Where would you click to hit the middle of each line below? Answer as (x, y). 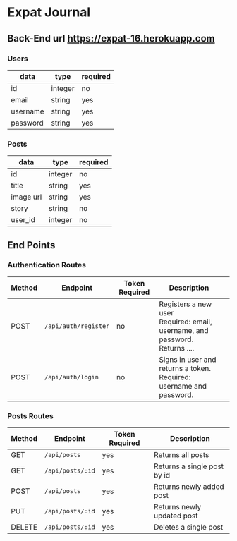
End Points (31, 245)
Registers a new (185, 304)
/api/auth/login (72, 377)
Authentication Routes (47, 265)
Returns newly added (189, 487)
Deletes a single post (189, 528)
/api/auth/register (77, 326)
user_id (23, 220)
